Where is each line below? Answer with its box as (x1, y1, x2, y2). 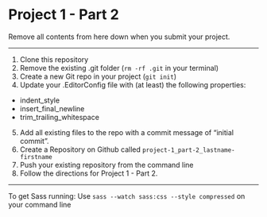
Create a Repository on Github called (19, 145, 141, 154)
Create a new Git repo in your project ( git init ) (19, 72, 177, 81)
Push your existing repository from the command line (19, 160, 194, 169)
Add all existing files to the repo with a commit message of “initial (19, 127, 234, 137)
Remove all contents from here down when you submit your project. (8, 32, 230, 41)
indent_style (19, 95, 60, 105)
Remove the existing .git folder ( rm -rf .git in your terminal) (19, 63, 219, 72)
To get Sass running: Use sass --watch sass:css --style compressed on (8, 191, 246, 200)
